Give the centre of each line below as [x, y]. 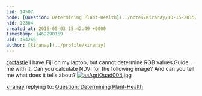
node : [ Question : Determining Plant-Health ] [63, 17]
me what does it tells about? [41, 75]
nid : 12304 [20, 23]
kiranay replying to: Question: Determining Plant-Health [75, 86]
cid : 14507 [20, 12]
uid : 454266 [21, 40]
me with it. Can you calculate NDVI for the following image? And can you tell [100, 68]
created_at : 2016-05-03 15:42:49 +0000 [56, 28]
